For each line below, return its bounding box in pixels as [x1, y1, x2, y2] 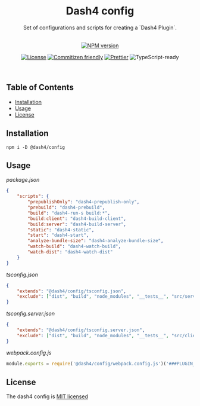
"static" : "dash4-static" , [27, 227, 95, 233]
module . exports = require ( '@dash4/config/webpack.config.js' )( [6, 361, 167, 367]
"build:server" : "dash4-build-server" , [27, 221, 127, 227]
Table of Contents [6, 83, 74, 93]
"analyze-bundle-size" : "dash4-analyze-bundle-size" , [27, 238, 164, 244]
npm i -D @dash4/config [6, 144, 65, 150]
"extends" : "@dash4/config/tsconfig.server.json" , [17, 327, 145, 333]
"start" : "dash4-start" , [27, 232, 89, 239]
